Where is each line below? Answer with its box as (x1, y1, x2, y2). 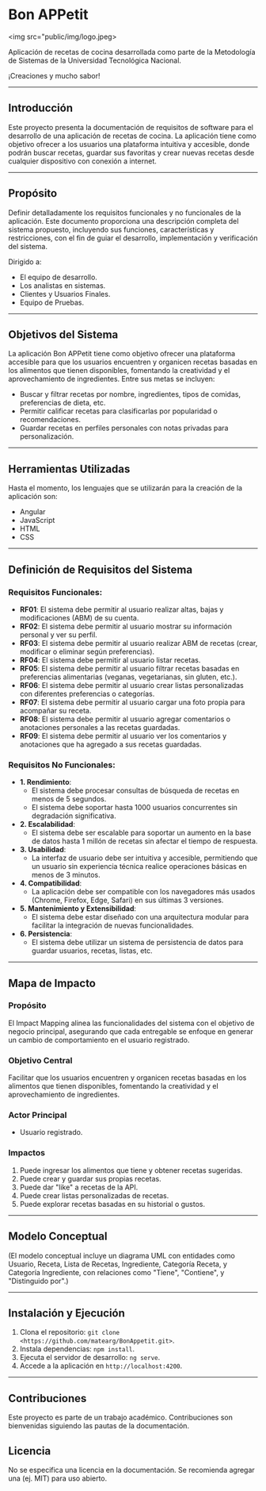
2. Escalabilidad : (19, 820, 75, 829)
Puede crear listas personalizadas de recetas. (19, 1190, 169, 1200)
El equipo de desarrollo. (19, 272, 97, 282)
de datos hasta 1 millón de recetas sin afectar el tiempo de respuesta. (31, 836, 258, 846)
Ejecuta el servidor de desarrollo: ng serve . (19, 1353, 161, 1362)
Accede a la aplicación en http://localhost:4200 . (19, 1361, 183, 1370)
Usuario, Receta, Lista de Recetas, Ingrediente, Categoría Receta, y (8, 1259, 228, 1269)
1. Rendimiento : (19, 778, 72, 787)
